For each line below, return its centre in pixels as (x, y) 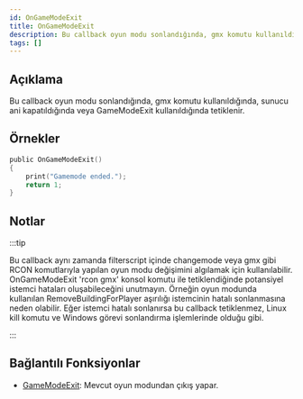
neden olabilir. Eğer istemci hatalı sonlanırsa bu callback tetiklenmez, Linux (148, 308)
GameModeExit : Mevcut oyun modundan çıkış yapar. (120, 385)
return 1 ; (44, 185)
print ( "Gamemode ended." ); (76, 177)
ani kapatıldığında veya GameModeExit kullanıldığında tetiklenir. (127, 111)
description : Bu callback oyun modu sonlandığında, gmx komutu (131, 34)
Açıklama (36, 79)
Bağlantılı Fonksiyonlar (75, 363)
